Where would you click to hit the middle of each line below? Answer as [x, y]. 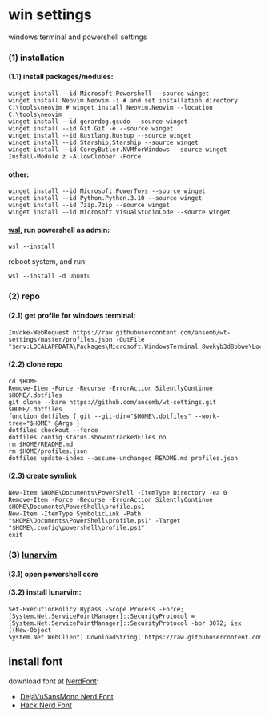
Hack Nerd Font [46, 705]
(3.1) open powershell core [53, 574]
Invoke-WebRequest [39, 332]
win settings [50, 15]
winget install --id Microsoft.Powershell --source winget [109, 94]
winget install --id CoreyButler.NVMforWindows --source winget [118, 150]
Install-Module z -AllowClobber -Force [75, 157]
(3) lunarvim [33, 555]
